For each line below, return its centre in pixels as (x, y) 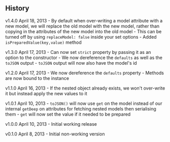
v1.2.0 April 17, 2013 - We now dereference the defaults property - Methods (84, 73)
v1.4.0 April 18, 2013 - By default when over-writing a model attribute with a (84, 20)
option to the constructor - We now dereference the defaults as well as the (84, 58)
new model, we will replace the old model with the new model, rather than (82, 26)
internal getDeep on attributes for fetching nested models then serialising (81, 108)
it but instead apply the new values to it (46, 93)
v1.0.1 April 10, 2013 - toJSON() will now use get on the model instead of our (84, 103)
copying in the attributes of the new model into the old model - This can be (83, 31)
